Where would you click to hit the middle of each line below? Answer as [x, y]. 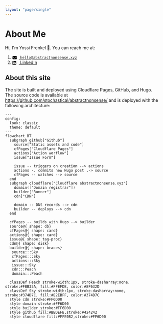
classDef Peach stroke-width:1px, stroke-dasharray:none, [70, 282]
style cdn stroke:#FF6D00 [36, 299]
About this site [28, 78]
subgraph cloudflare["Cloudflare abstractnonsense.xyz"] [69, 183]
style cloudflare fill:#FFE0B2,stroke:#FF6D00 [58, 317]
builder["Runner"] [33, 192]
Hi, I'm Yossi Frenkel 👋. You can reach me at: [50, 48]
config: [13, 118]
